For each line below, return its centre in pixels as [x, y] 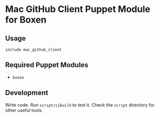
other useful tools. [24, 110]
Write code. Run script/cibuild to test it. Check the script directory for [80, 105]
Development [27, 93]
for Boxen [26, 20]
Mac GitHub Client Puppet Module [78, 9]
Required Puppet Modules [47, 65]
